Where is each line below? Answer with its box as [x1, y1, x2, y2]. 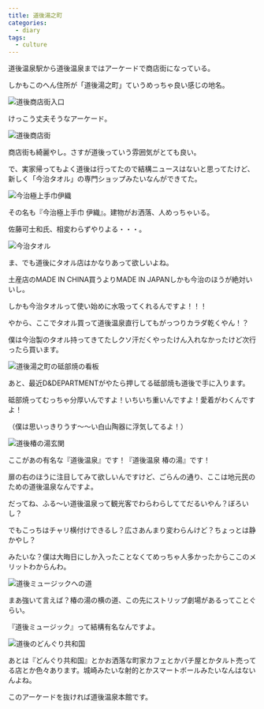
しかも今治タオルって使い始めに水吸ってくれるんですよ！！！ [8, 302, 207, 311]
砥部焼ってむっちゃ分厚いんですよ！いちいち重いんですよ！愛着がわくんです [8, 396, 256, 405]
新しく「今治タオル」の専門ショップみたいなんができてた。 [8, 174, 202, 184]
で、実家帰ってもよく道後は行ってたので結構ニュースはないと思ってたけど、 [8, 164, 255, 174]
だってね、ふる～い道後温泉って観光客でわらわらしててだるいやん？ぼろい [8, 499, 250, 508]
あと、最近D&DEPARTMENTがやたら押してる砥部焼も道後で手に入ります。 [8, 378, 250, 388]
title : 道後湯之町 [8, 11, 63, 20]
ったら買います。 [8, 345, 63, 354]
